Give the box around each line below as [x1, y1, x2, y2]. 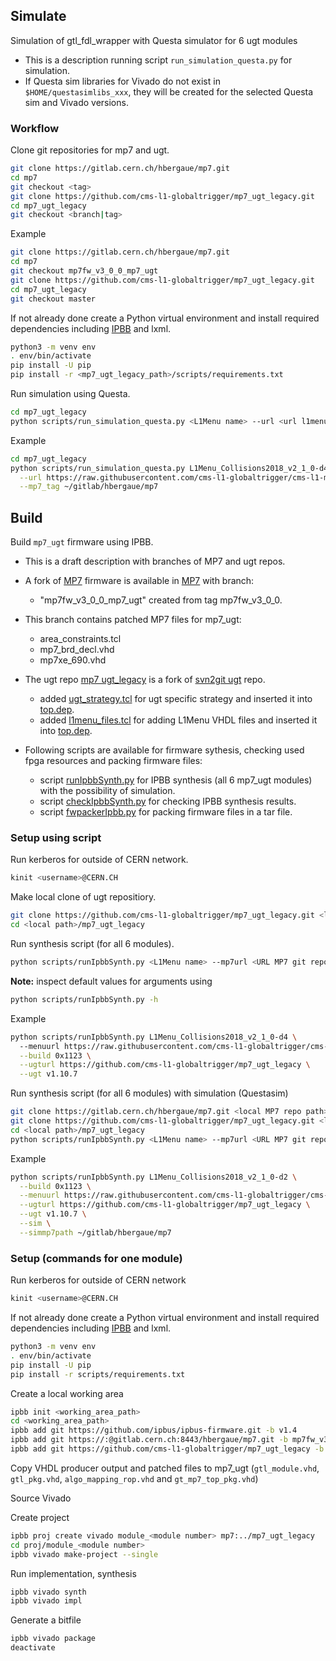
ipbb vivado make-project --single [10, 1549, 159, 1559]
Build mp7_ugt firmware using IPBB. [10, 536, 154, 548]
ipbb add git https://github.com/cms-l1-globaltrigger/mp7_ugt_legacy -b [10, 1444, 325, 1454]
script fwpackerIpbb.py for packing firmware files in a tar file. [39, 806, 293, 818]
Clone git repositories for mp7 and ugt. [10, 144, 170, 156]
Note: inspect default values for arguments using [10, 975, 213, 987]
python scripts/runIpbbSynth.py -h [10, 994, 159, 1004]
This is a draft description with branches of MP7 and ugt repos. [24, 555, 286, 568]
